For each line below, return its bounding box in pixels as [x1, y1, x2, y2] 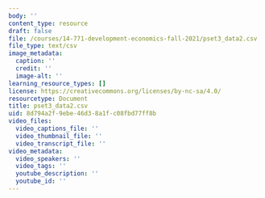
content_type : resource [8, 19, 89, 27]
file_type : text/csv [8, 42, 78, 50]
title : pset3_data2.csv [8, 102, 89, 110]
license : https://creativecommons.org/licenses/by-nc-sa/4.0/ [8, 86, 222, 95]
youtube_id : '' [15, 177, 67, 186]
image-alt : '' [15, 72, 63, 80]
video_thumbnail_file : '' [15, 132, 103, 140]
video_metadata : [8, 147, 63, 155]
